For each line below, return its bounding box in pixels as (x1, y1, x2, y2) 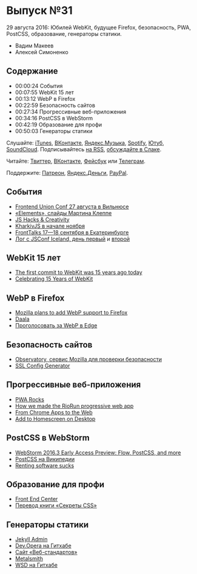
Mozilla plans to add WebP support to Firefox (15, 309, 128, 316)
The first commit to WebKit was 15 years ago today (15, 268, 142, 276)
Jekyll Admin (15, 536, 48, 543)
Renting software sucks (15, 462, 75, 469)
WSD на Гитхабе (15, 561, 58, 569)
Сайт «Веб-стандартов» (15, 548, 78, 556)
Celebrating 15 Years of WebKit (15, 275, 93, 282)
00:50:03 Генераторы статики (15, 127, 93, 134)
